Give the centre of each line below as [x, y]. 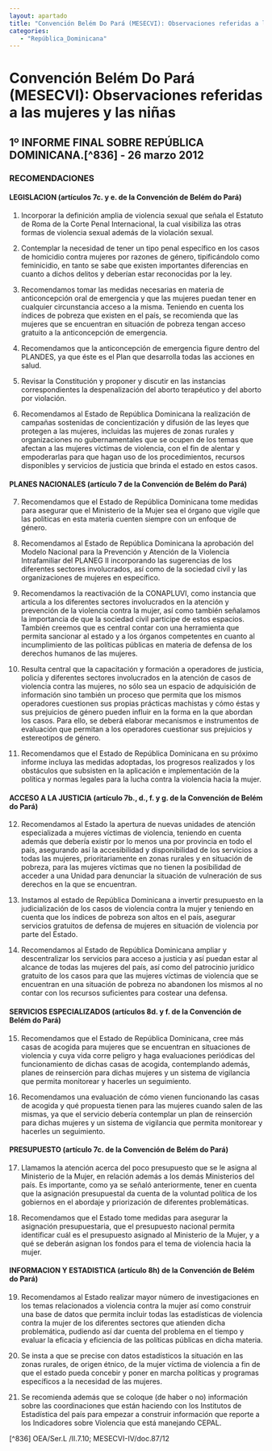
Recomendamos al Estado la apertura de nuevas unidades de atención [138, 825]
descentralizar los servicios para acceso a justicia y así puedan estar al [139, 959]
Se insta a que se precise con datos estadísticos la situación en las [132, 1356]
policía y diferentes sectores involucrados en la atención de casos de [136, 678]
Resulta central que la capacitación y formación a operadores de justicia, [142, 669]
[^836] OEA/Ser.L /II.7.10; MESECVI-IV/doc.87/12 [90, 1438]
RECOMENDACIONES [52, 178]
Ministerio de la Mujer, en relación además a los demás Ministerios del [138, 1176]
